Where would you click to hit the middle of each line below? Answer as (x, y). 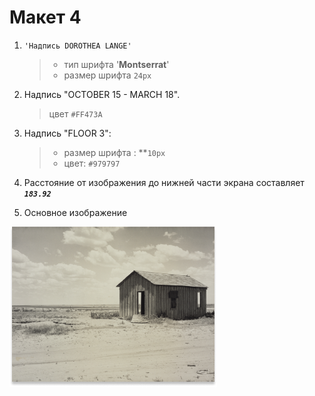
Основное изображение (75, 212)
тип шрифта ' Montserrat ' (116, 64)
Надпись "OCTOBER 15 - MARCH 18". (102, 94)
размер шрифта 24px (107, 75)
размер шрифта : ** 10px (114, 152)
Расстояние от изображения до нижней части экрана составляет (164, 182)
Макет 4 (45, 17)
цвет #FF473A (75, 113)
